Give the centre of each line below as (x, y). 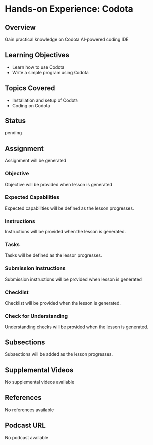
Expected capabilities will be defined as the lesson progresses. (70, 208)
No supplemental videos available (40, 382)
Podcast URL (25, 425)
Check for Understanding (37, 316)
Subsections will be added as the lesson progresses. (59, 354)
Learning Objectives (37, 55)
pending (14, 133)
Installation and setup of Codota (45, 100)
